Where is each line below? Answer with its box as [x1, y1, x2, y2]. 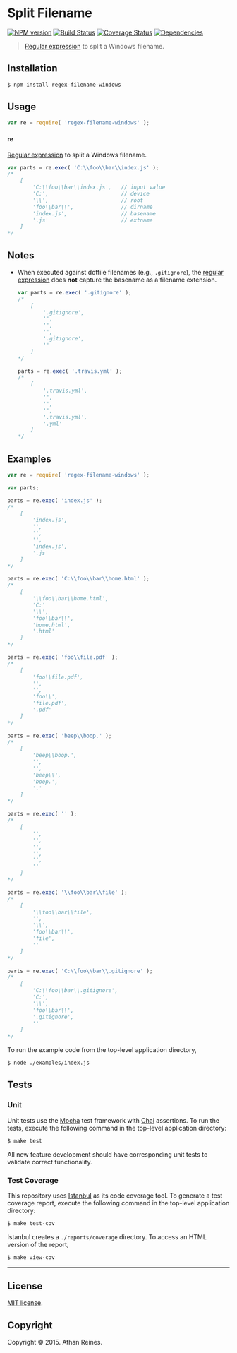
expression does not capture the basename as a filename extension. [17, 275, 217, 284]
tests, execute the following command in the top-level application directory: [7, 1123, 227, 1132]
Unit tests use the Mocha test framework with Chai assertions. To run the [7, 1116, 220, 1124]
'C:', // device [32, 191, 150, 198]
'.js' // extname [32, 217, 153, 224]
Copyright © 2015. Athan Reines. [7, 1338, 103, 1347]
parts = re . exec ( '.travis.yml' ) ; [17, 367, 123, 375]
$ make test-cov [7, 1220, 55, 1227]
